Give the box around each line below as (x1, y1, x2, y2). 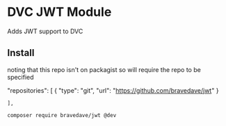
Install (7, 47, 35, 59)
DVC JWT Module (7, 4, 112, 20)
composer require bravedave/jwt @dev (7, 111, 117, 118)
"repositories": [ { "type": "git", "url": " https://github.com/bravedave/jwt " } (7, 86, 219, 94)
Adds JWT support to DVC (7, 27, 83, 35)
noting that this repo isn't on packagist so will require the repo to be (7, 65, 202, 73)
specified (7, 73, 34, 81)
